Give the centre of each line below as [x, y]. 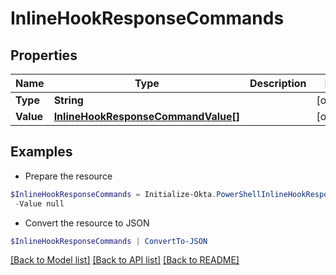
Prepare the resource [68, 176]
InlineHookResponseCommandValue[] [147, 116]
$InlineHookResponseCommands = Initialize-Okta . [113, 194]
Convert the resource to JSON [87, 223]
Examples [41, 152]
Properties [44, 55]
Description [278, 83]
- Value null [39, 203]
